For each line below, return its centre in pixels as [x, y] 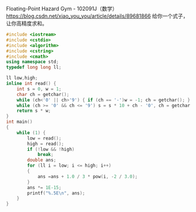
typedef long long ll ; [34, 67]
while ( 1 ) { [31, 132]
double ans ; [42, 160]
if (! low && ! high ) [51, 149]
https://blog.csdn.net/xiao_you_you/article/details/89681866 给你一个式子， [97, 16]
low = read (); [44, 138]
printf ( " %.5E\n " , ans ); [56, 193]
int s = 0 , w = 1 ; [39, 89]
